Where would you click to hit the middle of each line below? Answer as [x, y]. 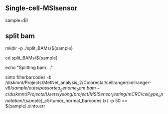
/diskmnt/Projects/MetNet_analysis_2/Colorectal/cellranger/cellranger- [78, 82]
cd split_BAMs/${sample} [31, 57]
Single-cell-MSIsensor [41, 8]
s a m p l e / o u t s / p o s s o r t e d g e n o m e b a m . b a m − [56, 88]
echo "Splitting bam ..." [29, 67]
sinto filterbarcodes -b [28, 77]
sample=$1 [17, 20]
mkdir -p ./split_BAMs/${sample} [39, 48]
